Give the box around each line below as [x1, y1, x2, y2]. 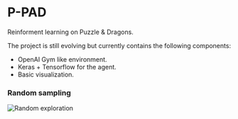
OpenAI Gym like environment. [17, 55, 108, 64]
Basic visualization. [17, 70, 75, 79]
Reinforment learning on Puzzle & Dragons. [7, 28, 134, 36]
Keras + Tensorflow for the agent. [17, 62, 117, 71]
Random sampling [7, 88, 71, 98]
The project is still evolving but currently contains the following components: [7, 41, 232, 50]
